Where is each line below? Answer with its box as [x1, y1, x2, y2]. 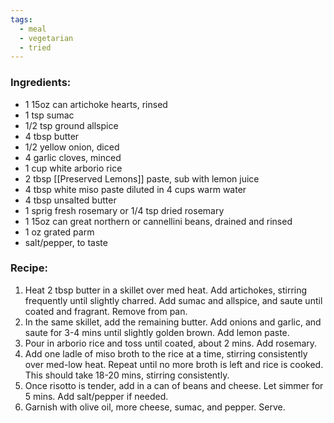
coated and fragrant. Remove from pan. [24, 305, 188, 317]
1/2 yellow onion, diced [24, 141, 120, 153]
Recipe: [10, 261, 48, 275]
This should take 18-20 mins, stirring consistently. [24, 369, 230, 381]
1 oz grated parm [24, 226, 95, 238]
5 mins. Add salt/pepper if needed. [24, 390, 169, 402]
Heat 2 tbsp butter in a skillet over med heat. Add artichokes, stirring [24, 284, 308, 296]
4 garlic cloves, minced [24, 151, 122, 163]
